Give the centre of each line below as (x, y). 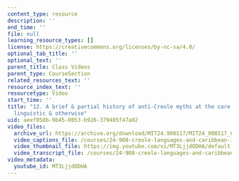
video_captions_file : (46, 140)
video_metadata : (31, 160)
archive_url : (33, 133)
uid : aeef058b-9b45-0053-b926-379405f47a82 (73, 120)
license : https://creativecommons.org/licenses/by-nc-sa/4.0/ (101, 47)
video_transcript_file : (49, 153)
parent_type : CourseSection (49, 73)
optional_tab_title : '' (43, 54)
